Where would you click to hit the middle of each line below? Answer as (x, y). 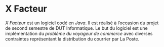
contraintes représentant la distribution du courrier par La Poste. (72, 39)
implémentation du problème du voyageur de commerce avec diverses (79, 33)
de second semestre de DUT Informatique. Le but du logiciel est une (77, 28)
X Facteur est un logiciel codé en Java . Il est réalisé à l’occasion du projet (82, 23)
